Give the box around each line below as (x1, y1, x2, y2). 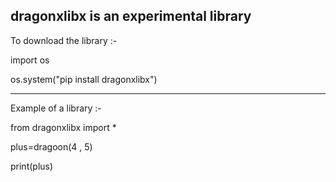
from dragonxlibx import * (10, 121, 117, 133)
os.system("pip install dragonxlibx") (10, 73, 158, 85)
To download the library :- (10, 34, 118, 46)
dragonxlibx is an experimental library (10, 8, 252, 25)
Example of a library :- (10, 102, 102, 114)
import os (10, 54, 50, 66)
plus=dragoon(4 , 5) (10, 140, 93, 153)
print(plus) (10, 160, 54, 172)
